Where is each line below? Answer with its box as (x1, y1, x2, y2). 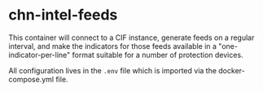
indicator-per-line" (8, 50, 71, 59)
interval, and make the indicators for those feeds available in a (8, 41, 217, 50)
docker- (218, 65, 246, 75)
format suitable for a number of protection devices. (72, 50, 243, 59)
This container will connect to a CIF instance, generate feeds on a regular (8, 33, 255, 42)
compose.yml (8, 74, 55, 84)
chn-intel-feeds (8, 6, 118, 24)
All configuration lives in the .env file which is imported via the (8, 65, 217, 75)
